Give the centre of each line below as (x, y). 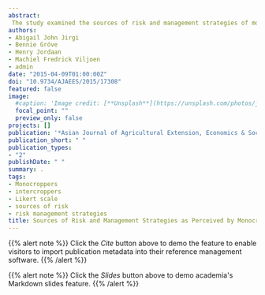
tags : (17, 177)
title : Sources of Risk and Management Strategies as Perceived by (121, 221)
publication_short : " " (47, 140)
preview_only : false (49, 118)
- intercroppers (35, 191)
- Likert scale (33, 199)
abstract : (24, 15)
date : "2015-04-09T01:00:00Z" (58, 74)
